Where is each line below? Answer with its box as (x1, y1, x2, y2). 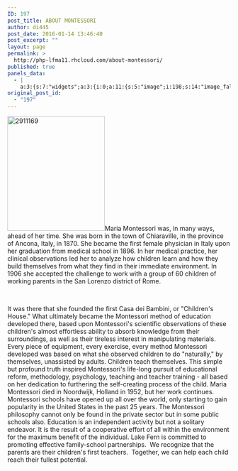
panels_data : (7, 70, 46, 77)
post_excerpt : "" (7, 37, 59, 44)
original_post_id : (7, 90, 62, 97)
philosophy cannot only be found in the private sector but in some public (7, 410, 220, 418)
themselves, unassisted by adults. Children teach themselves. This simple (7, 357, 223, 366)
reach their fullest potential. (7, 455, 88, 464)
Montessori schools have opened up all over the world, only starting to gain (7, 395, 228, 404)
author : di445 (7, 23, 50, 31)
